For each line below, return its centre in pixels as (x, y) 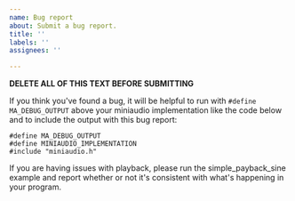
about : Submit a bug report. (63, 26)
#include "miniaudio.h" (53, 152)
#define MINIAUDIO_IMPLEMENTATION (73, 144)
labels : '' (29, 42)
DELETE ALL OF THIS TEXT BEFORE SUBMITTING (101, 84)
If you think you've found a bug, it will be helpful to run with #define (133, 101)
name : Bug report (41, 17)
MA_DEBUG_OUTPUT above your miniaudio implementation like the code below (146, 110)
